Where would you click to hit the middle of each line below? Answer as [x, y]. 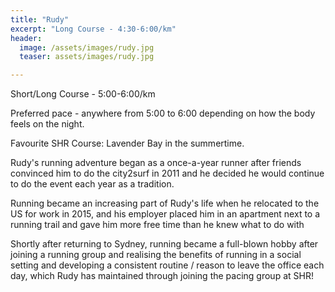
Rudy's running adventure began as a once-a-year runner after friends [156, 163]
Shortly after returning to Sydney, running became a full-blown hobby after [164, 244]
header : [26, 38]
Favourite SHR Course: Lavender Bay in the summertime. [127, 143]
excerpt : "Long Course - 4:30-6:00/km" [93, 29]
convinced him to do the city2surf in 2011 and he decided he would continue [167, 173]
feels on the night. [47, 124]
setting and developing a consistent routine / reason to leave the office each [167, 265]
